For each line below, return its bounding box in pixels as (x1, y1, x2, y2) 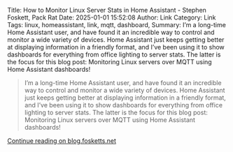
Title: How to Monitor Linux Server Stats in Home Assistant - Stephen (7, 6, 206, 14)
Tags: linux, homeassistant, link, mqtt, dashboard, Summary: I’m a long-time (7, 21, 226, 29)
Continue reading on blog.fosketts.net (7, 137, 117, 145)
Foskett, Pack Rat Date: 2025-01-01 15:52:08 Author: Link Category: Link (7, 13, 216, 22)
